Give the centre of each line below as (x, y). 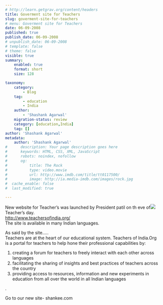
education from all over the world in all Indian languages (69, 279)
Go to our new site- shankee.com (39, 298)
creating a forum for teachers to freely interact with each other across (83, 253)
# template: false (24, 46)
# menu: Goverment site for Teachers (44, 23)
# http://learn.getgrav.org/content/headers (51, 10)
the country (24, 268)
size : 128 (24, 74)
